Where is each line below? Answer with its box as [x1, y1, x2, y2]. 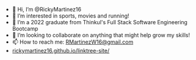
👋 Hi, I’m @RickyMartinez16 [12, 6, 81, 13]
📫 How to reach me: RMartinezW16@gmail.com [12, 38, 134, 45]
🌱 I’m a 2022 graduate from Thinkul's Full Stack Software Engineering [12, 19, 188, 25]
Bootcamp [12, 25, 38, 32]
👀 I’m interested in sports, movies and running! [12, 12, 129, 19]
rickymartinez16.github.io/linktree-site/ [12, 47, 110, 54]
